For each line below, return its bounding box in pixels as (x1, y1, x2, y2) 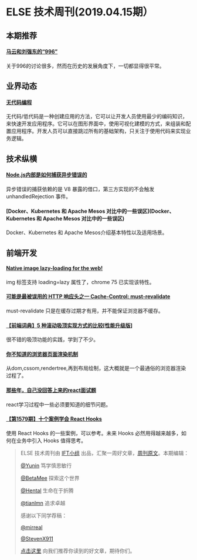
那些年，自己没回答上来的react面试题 (6, 386, 97, 394)
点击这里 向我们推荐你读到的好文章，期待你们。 (20, 547, 135, 554)
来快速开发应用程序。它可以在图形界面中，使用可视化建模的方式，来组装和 (6, 120, 186, 127)
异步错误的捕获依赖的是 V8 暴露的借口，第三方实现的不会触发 (6, 185, 155, 192)
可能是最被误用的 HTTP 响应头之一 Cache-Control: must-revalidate (6, 293, 171, 300)
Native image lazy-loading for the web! (6, 265, 103, 272)
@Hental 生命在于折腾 (20, 486, 74, 494)
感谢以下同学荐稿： (20, 512, 67, 519)
